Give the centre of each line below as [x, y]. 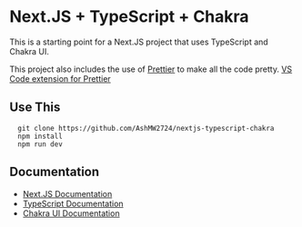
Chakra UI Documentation [71, 213]
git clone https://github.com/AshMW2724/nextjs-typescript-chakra [146, 128]
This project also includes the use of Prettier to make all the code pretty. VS [151, 69]
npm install [40, 136]
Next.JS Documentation [67, 193]
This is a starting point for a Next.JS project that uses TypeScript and [139, 42]
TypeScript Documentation [73, 203]
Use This [35, 108]
